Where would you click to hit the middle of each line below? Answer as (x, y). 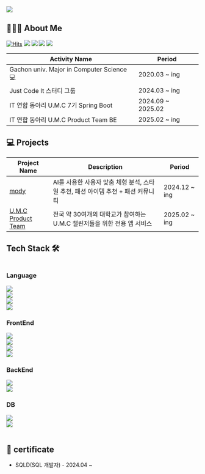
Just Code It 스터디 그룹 (43, 91)
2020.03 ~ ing (159, 75)
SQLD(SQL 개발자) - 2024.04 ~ (54, 465)
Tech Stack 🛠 (33, 249)
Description (106, 166)
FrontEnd (20, 322)
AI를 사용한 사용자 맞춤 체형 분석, (97, 182)
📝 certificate (30, 450)
